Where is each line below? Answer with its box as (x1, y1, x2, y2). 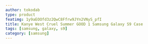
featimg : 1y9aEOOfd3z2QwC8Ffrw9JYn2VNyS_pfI (5, 17, 102, 22)
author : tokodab (5, 7, 40, 13)
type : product (5, 12, 36, 17)
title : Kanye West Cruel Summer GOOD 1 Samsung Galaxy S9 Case (5, 21, 143, 27)
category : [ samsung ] (5, 31, 50, 36)
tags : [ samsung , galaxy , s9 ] (5, 26, 68, 31)
